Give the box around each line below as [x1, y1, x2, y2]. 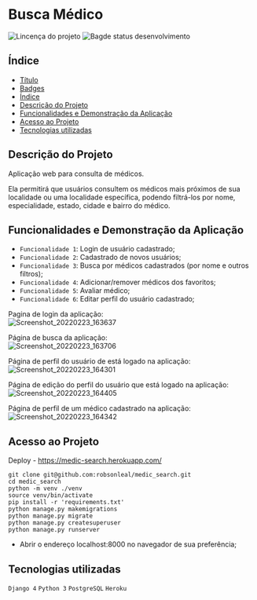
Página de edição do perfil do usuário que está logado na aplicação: [8, 380, 229, 390]
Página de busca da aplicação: [8, 333, 108, 342]
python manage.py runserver [8, 526, 101, 534]
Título [19, 75, 39, 84]
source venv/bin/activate [8, 492, 93, 499]
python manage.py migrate [8, 512, 93, 520]
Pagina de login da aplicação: [8, 309, 104, 319]
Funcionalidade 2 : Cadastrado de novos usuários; [19, 253, 182, 262]
